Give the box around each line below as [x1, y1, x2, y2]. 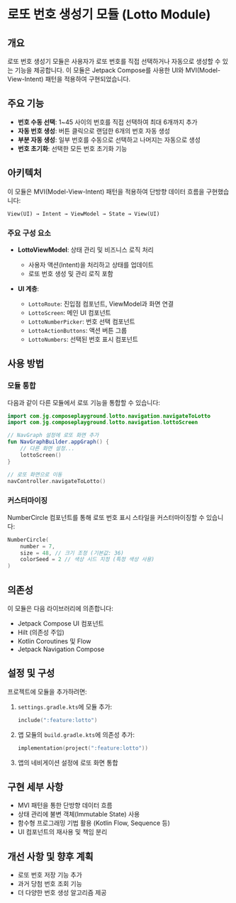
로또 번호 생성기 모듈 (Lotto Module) [7, 6, 211, 23]
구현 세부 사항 [7, 781, 64, 793]
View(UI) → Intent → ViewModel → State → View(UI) [7, 210, 160, 217]
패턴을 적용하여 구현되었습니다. [45, 75, 131, 83]
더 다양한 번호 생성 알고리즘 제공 [17, 888, 107, 897]
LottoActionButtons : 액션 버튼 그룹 [28, 326, 128, 334]
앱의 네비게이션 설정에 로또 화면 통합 [17, 758, 118, 767]
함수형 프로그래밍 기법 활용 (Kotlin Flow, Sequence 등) [17, 819, 170, 827]
